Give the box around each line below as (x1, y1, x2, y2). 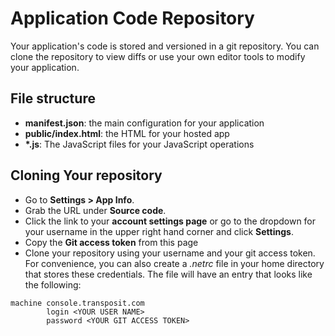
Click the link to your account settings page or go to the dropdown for (24, 215, 317, 227)
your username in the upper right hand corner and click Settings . (24, 225, 294, 237)
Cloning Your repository (10, 167, 163, 184)
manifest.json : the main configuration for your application (24, 117, 265, 129)
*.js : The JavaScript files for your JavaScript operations (24, 138, 255, 150)
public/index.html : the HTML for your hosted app (24, 127, 230, 139)
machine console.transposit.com (10, 298, 145, 308)
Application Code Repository (10, 7, 255, 30)
